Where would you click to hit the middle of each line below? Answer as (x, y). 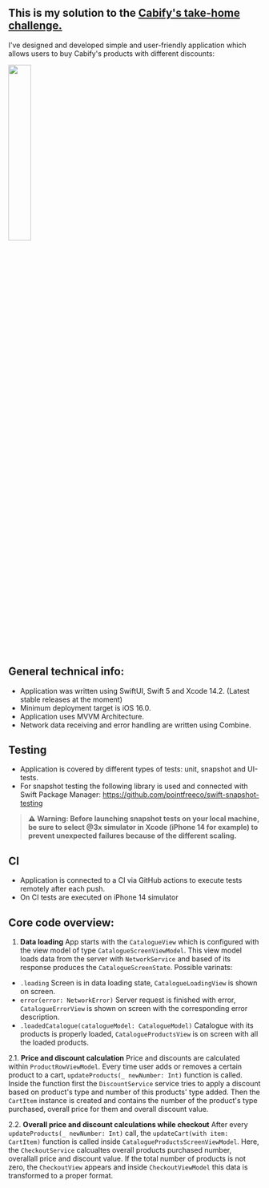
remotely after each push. (62, 889)
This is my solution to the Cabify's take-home (124, 13)
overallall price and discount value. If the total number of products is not (127, 1159)
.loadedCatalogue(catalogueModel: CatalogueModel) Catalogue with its (137, 1025)
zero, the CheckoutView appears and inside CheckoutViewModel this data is (128, 1167)
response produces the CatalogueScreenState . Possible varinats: (126, 968)
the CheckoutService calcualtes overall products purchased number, (120, 1150)
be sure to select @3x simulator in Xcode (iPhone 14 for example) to (143, 828)
